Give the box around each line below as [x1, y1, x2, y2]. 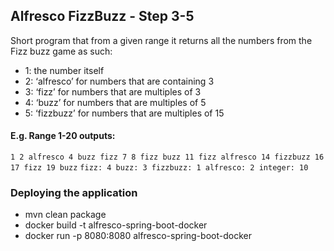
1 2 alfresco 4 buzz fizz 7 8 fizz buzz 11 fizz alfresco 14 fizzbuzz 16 [10, 152, 325, 163]
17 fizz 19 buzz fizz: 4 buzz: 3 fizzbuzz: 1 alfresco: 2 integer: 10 [10, 163, 309, 173]
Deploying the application [10, 185, 138, 199]
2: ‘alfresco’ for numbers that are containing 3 [24, 75, 215, 87]
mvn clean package [24, 209, 107, 221]
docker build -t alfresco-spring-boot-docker [24, 219, 208, 231]
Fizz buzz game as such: [10, 45, 113, 57]
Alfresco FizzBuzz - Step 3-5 [10, 8, 195, 25]
